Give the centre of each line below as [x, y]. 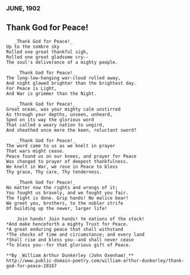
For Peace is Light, [32, 88]
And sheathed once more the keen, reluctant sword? [71, 130]
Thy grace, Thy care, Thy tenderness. [54, 172]
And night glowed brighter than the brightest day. [71, 83]
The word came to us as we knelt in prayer [61, 146]
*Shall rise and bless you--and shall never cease [70, 240]
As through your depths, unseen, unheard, [59, 115]
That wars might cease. [36, 151]
